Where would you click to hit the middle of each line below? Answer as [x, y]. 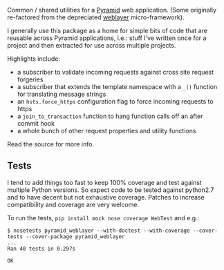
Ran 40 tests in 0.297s [41, 249]
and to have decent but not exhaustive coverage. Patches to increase [106, 197]
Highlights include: [34, 59]
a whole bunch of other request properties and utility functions [106, 131]
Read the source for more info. [51, 144]
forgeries [30, 79]
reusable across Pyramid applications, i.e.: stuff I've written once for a [107, 38]
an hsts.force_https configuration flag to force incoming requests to [115, 102]
